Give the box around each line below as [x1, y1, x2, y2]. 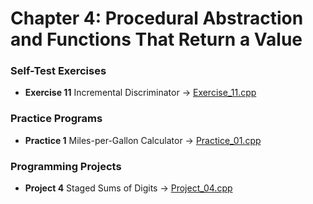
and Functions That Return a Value [10, 28, 303, 51]
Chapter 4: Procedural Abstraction [10, 7, 304, 30]
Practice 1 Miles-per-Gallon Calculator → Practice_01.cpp [24, 134, 262, 146]
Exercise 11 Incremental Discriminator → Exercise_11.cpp [24, 87, 257, 99]
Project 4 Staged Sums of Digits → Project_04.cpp [24, 182, 233, 194]
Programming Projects [10, 159, 122, 173]
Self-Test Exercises [10, 64, 107, 78]
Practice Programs [10, 112, 103, 126]
